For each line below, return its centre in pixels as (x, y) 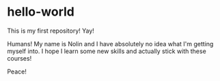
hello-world (41, 12)
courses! (19, 58)
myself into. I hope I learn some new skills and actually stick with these (107, 51)
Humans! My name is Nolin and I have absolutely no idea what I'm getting (110, 44)
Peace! (17, 71)
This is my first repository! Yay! (51, 31)
